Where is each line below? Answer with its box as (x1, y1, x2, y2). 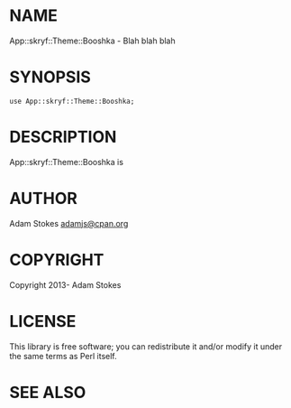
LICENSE (9, 311, 77, 331)
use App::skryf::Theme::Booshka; (9, 97, 135, 106)
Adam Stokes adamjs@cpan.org (9, 218, 129, 228)
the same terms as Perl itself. (9, 350, 117, 361)
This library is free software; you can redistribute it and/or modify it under (9, 340, 283, 352)
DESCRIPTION (9, 127, 117, 147)
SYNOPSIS (9, 67, 92, 88)
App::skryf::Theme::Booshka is (9, 156, 124, 167)
